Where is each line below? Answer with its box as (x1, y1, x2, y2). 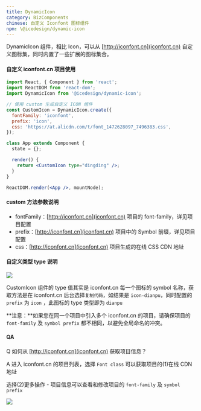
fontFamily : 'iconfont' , (11, 112, 74, 118)
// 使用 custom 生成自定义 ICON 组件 (6, 101, 93, 107)
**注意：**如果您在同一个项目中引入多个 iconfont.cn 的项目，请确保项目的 (6, 311, 191, 319)
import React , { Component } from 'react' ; (6, 79, 118, 85)
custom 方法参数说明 (6, 199, 59, 206)
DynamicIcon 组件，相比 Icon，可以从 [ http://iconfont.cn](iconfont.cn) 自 (6, 43, 188, 50)
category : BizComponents (6, 14, 69, 21)
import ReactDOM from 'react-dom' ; (6, 85, 96, 91)
